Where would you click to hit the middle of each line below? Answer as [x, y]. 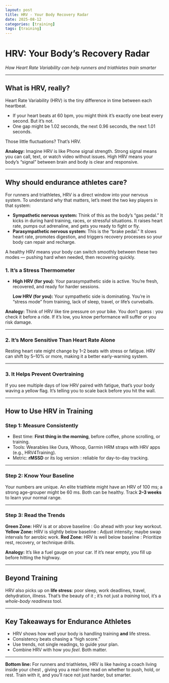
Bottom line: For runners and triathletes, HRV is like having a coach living [81, 664]
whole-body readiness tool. [34, 601]
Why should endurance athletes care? [66, 182]
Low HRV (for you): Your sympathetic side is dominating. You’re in [81, 296]
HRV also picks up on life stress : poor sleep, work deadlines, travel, [75, 590]
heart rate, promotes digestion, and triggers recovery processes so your [87, 237]
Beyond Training [31, 578]
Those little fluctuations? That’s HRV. [43, 141]
